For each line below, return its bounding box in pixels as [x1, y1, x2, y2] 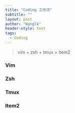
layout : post [5, 17, 32, 22]
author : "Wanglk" [5, 21, 41, 27]
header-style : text [5, 26, 46, 31]
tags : [5, 31, 16, 36]
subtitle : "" [5, 12, 32, 17]
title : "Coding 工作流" [5, 7, 52, 13]
